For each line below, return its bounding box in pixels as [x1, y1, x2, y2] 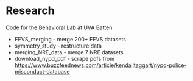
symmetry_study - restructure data [14, 42, 102, 49]
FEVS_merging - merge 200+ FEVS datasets [14, 35, 126, 43]
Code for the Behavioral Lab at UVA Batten [5, 24, 113, 31]
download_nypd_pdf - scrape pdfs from [14, 55, 115, 62]
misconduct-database [14, 68, 71, 75]
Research [5, 4, 55, 18]
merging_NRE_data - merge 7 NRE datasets [14, 48, 124, 55]
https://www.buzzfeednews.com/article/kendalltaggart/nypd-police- [14, 62, 187, 69]
